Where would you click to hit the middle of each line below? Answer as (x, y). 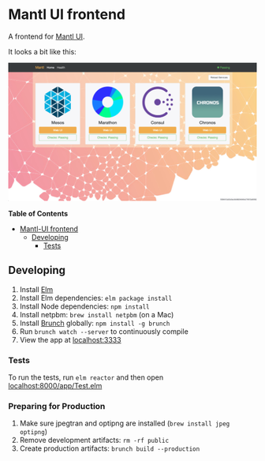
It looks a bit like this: (42, 51)
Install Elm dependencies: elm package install (96, 298)
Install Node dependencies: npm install (84, 306)
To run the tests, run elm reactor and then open (86, 377)
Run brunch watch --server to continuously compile (104, 331)
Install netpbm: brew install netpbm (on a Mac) (97, 314)
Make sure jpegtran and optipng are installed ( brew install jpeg (125, 423)
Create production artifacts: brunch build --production (110, 448)
